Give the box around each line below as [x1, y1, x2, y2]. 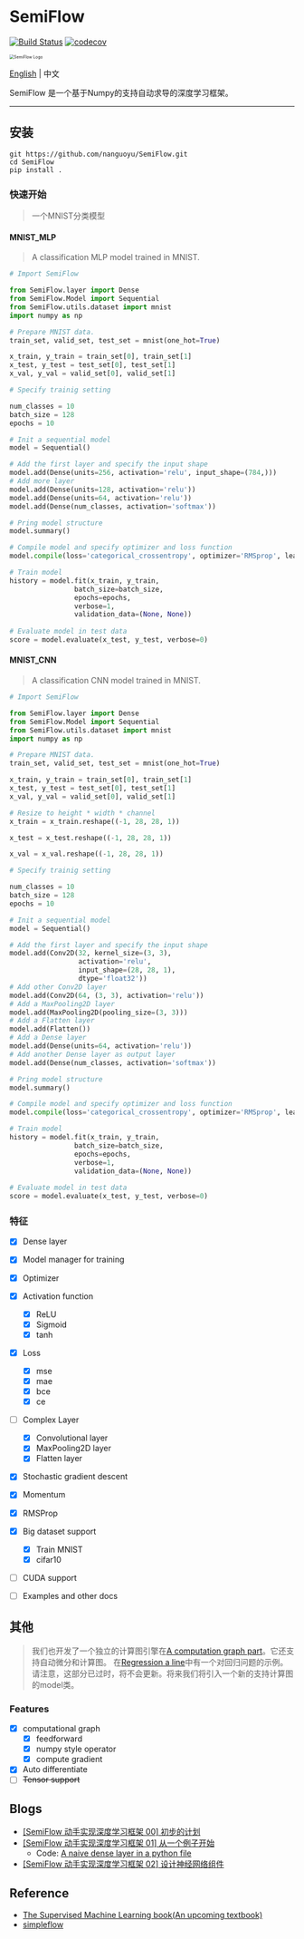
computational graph [22, 1722, 101, 1733]
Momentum [22, 1489, 66, 1500]
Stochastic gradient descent [22, 1471, 128, 1482]
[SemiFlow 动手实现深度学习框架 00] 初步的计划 [22, 1827, 201, 1837]
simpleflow [22, 1919, 64, 1930]
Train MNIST [35, 1544, 83, 1555]
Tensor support [22, 1774, 81, 1785]
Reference [9, 1886, 70, 1901]
